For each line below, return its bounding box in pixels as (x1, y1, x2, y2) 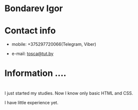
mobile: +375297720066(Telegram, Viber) (11, 41, 97, 47)
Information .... (4, 68, 67, 79)
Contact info (4, 25, 56, 37)
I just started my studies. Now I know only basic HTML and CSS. (4, 90, 133, 96)
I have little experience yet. (4, 99, 59, 105)
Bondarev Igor (4, 3, 63, 14)
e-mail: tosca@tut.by (11, 51, 54, 56)
